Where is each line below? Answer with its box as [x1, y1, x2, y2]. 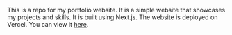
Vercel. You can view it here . [7, 21, 89, 28]
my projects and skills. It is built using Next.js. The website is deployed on [7, 13, 218, 21]
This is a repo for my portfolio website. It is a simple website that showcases [7, 6, 226, 14]
